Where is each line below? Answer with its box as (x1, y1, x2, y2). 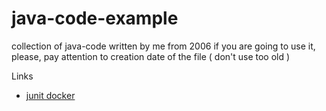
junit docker (25, 89, 76, 101)
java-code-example (11, 7, 179, 30)
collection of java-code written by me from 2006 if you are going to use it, (11, 40, 316, 52)
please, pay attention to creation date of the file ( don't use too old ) (11, 50, 291, 62)
